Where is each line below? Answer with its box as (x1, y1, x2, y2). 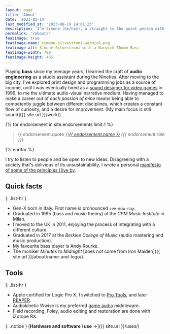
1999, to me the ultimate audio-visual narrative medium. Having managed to (5, 90, 164, 96)
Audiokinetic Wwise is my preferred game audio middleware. (12, 303, 141, 309)
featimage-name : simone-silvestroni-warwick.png (5, 41, 110, 46)
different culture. (12, 227, 48, 233)
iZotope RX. (12, 313, 38, 319)
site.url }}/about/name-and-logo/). (12, 254, 85, 260)
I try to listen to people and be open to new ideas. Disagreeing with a (5, 156, 149, 162)
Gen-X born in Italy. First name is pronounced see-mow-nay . (12, 205, 136, 211)
